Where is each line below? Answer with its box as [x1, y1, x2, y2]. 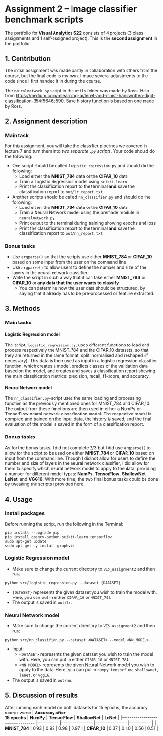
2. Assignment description [5, 117, 88, 126]
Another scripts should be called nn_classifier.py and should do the [12, 194, 151, 200]
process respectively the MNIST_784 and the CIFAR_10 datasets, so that [5, 347, 149, 353]
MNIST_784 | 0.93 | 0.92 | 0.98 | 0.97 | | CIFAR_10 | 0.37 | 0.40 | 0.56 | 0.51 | [5, 725, 158, 731]
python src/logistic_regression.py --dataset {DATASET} [5, 580, 121, 585]
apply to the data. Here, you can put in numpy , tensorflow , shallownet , [19, 667, 158, 673]
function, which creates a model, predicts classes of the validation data [5, 363, 148, 369]
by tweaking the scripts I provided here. [5, 481, 85, 487]
